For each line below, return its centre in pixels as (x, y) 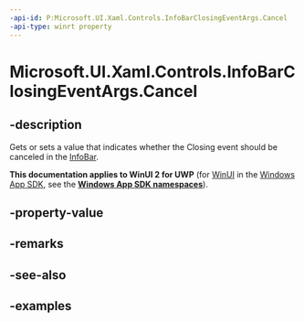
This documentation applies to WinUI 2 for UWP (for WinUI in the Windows (152, 174)
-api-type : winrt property (61, 27)
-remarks (37, 244)
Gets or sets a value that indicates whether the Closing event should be (144, 146)
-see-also (38, 275)
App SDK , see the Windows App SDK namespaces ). (109, 184)
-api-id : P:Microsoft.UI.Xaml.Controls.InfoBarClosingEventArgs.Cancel (148, 18)
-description (46, 125)
